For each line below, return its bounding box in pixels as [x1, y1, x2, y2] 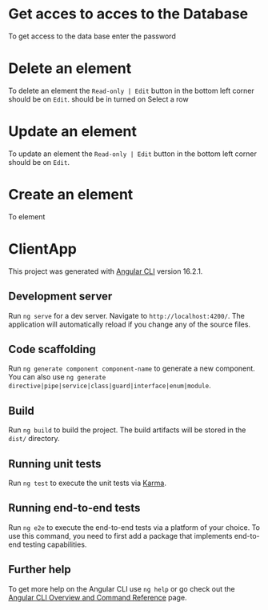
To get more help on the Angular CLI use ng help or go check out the [8, 584, 235, 593]
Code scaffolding [8, 342, 96, 356]
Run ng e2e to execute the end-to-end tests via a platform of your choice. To [8, 522, 261, 532]
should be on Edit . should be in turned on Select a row [8, 94, 190, 104]
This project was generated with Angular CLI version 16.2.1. [8, 266, 203, 276]
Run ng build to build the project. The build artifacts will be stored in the [8, 425, 246, 435]
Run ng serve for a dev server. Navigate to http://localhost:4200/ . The [8, 311, 246, 320]
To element [8, 211, 46, 221]
